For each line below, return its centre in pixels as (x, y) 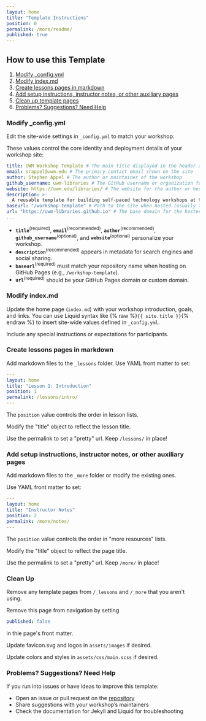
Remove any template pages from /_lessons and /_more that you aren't (96, 592)
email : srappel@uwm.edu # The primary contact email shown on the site (100, 172)
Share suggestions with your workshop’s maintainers (82, 705)
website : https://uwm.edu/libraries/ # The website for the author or (98, 189)
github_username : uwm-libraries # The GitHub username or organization (100, 183)
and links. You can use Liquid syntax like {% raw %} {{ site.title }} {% (97, 315)
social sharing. (34, 258)
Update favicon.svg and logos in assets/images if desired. (79, 645)
